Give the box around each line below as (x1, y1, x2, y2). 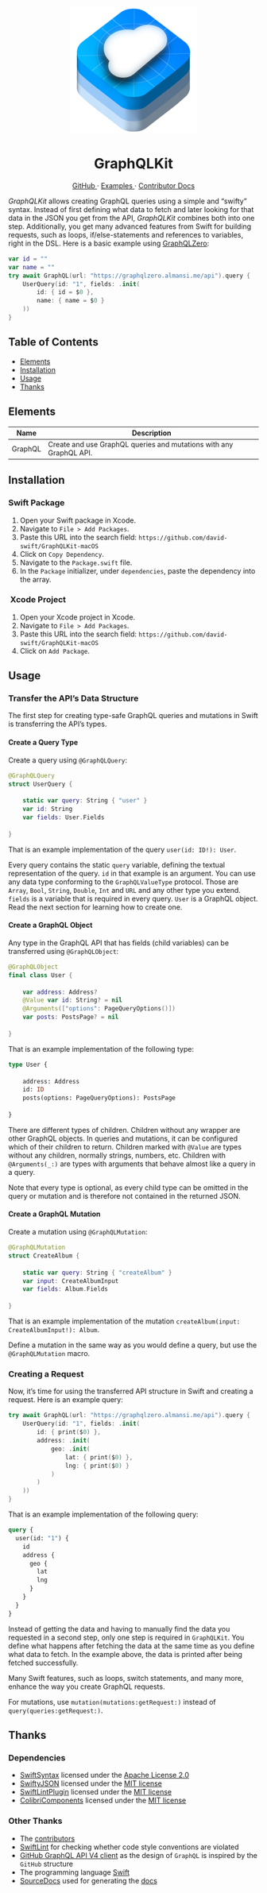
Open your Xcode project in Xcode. (19, 612, 136, 622)
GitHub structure (19, 1859, 74, 1868)
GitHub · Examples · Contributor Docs (72, 180, 195, 190)
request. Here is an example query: (8, 1395, 123, 1404)
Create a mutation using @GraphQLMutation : (8, 1227, 148, 1237)
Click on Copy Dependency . (19, 549, 105, 558)
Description (131, 428, 172, 438)
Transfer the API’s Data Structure (8, 693, 139, 704)
